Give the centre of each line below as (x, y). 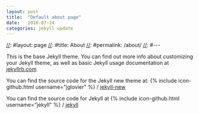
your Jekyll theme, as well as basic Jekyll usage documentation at (88, 63)
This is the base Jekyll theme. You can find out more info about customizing (99, 56)
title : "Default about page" (44, 17)
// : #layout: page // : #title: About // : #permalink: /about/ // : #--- (83, 45)
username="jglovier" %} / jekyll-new (81, 87)
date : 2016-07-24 (30, 23)
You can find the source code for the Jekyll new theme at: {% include (92, 81)
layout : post (22, 12)
